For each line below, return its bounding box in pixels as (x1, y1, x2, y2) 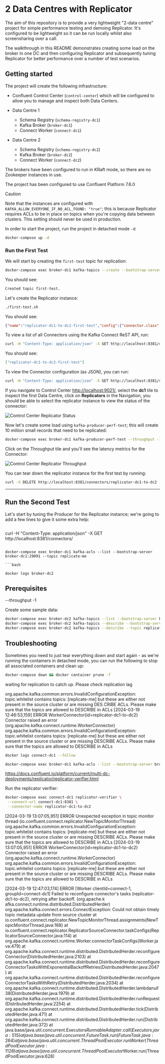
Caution (5, 191, 21, 197)
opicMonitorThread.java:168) (5, 922, 63, 928)
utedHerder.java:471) (5, 1011, 48, 1017)
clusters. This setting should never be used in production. (5, 216, 122, 222)
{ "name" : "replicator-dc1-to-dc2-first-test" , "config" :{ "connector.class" (5, 323, 160, 328)
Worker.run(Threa (123, 1048, 159, 1054)
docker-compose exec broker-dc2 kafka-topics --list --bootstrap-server (5, 617, 157, 622)
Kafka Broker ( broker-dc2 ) (19, 151, 73, 157)
